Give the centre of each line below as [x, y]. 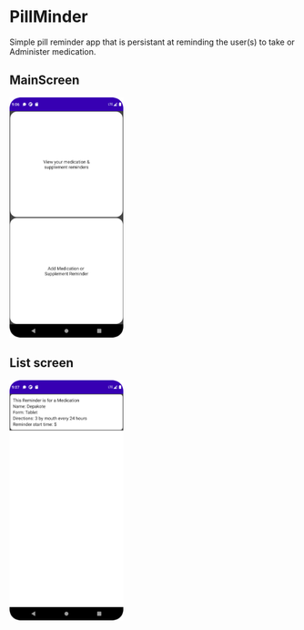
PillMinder [49, 17]
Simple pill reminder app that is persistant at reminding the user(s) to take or [152, 42]
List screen [42, 363]
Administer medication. [53, 51]
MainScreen [45, 81]
